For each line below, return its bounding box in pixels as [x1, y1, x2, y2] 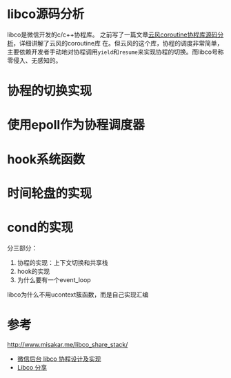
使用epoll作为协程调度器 [7, 117, 145, 133]
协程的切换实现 [7, 83, 92, 99]
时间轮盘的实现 [7, 186, 92, 201]
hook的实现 [17, 267, 50, 275]
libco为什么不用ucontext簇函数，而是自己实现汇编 [7, 290, 149, 299]
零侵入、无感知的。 [7, 56, 62, 64]
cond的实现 [7, 219, 74, 235]
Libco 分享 [17, 363, 48, 371]
